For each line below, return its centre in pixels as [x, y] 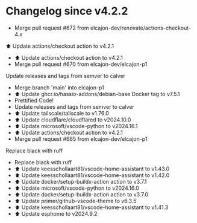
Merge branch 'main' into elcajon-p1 [59, 87]
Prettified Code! [34, 100]
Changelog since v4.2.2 [67, 11]
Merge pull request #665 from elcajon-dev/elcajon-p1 [81, 139]
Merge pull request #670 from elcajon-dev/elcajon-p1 [81, 64]
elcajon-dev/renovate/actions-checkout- [140, 28]
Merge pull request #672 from [52, 28]
